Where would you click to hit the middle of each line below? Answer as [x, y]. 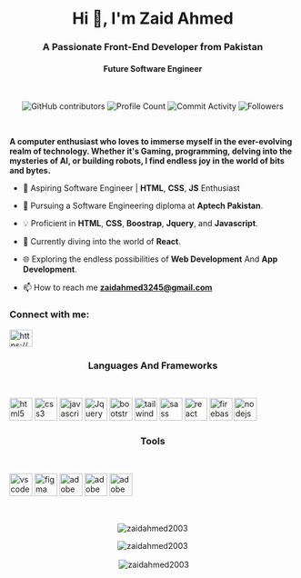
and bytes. [30, 171]
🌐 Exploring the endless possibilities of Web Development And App [150, 259]
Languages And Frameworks [153, 365]
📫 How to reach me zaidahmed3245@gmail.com [117, 288]
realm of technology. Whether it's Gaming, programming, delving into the [151, 151]
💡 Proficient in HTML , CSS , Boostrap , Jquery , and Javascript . [140, 224]
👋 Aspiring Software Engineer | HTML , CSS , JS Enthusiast [131, 188]
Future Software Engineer [153, 68]
